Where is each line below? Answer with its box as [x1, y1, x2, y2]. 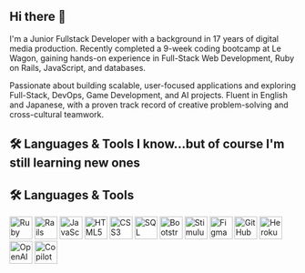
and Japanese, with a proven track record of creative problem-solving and [9, 99, 289, 110]
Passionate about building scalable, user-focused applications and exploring [9, 79, 297, 91]
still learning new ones [9, 156, 141, 171]
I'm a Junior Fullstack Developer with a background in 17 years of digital [9, 33, 280, 44]
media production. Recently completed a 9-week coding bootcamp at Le [9, 43, 282, 54]
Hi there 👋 [9, 9, 66, 25]
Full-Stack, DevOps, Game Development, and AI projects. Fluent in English [9, 89, 289, 100]
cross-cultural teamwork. [9, 108, 105, 119]
